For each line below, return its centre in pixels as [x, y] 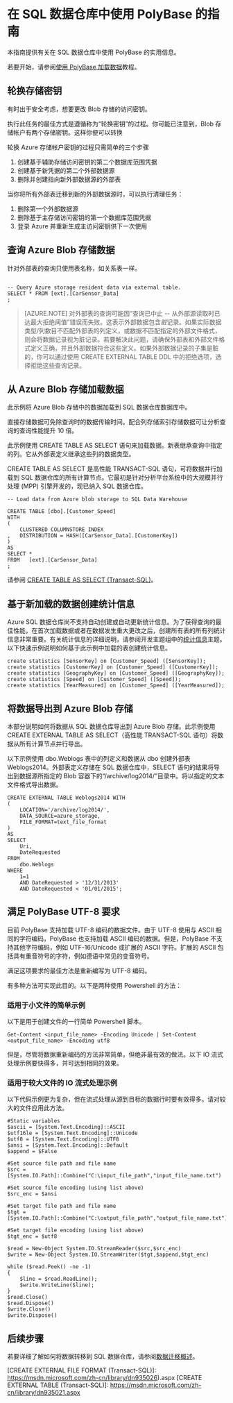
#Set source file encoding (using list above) [76, 1188]
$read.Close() [28, 1297]
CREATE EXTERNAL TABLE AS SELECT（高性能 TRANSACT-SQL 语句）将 [112, 735]
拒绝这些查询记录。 [58, 365]
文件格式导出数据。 [35, 784]
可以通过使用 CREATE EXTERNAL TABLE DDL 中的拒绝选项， [129, 356]
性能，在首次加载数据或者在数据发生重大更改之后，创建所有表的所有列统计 [119, 631]
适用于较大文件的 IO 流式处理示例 [62, 1083]
